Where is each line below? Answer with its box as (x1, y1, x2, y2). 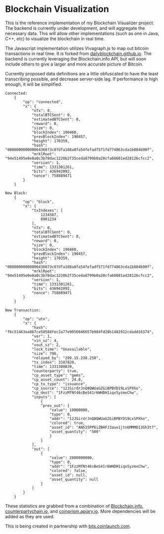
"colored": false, (49, 468, 88, 473)
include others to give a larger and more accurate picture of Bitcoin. (5, 61, 144, 67)
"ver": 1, (31, 334, 52, 339)
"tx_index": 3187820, (31, 359, 77, 365)
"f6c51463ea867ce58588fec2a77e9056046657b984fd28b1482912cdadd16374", (5, 329, 154, 334)
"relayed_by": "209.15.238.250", (31, 356, 101, 360)
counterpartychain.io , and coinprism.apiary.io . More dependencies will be (5, 508, 156, 514)
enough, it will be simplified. (5, 81, 62, 87)
